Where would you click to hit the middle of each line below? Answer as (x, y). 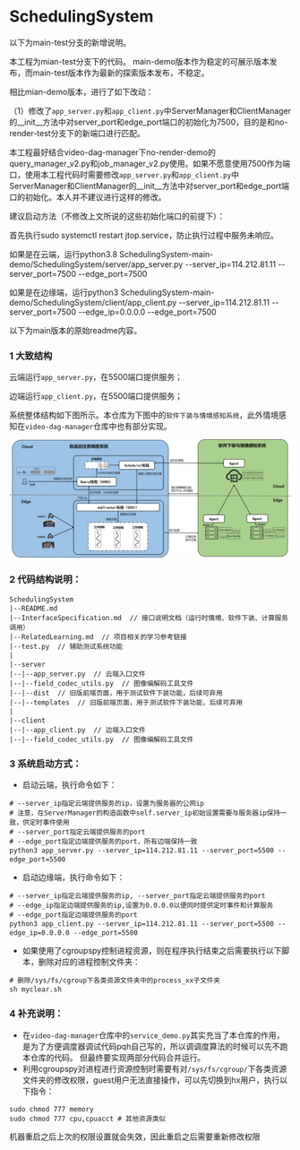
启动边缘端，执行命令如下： (73, 878)
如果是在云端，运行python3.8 (64, 254)
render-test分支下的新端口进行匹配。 (77, 133)
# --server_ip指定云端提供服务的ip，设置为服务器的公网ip (107, 804)
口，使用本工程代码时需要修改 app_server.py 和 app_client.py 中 (124, 174)
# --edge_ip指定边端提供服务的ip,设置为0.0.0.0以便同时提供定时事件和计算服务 (141, 906)
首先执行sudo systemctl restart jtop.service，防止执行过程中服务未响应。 (144, 235)
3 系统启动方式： (46, 764)
